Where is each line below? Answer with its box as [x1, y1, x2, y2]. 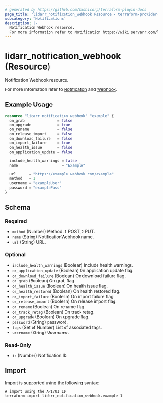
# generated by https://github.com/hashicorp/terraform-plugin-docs [5, 7, 147, 12]
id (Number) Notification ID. [12, 353, 68, 359]
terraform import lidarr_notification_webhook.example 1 [5, 393, 123, 398]
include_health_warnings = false [9, 158, 77, 163]
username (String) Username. [12, 329, 69, 335]
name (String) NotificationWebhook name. [12, 234, 94, 240]
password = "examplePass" [9, 185, 62, 190]
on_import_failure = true [9, 140, 70, 145]
